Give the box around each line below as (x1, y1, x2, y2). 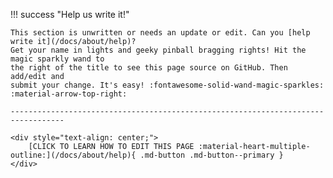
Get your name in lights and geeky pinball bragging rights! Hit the (10, 45, 307, 55)
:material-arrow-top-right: (10, 89, 128, 99)
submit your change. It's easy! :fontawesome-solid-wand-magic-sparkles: (10, 80, 325, 90)
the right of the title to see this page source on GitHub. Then (10, 63, 288, 73)
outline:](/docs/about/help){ (10, 150, 137, 160)
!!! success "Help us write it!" (10, 9, 130, 20)
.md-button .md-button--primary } (139, 150, 284, 160)
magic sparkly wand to (10, 54, 105, 64)
